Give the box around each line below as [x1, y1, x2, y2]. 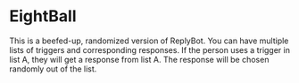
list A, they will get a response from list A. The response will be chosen [9, 54, 270, 64]
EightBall [9, 6, 77, 26]
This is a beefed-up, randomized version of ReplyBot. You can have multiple [9, 35, 289, 46]
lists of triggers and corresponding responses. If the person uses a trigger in [9, 44, 290, 55]
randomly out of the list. [9, 64, 97, 74]
